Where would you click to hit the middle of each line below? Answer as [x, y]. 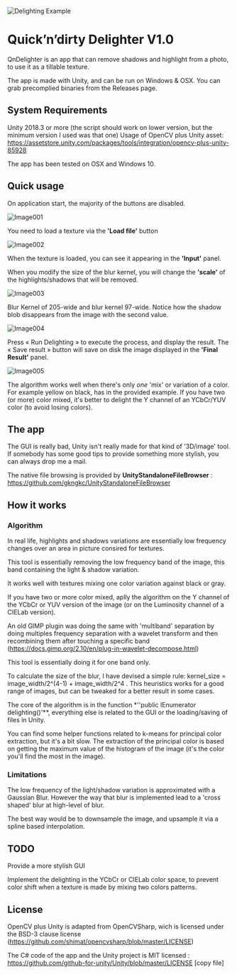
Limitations [27, 775]
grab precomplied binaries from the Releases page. [82, 88]
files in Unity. [27, 720]
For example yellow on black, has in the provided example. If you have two [116, 392]
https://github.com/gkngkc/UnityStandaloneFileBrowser [89, 483]
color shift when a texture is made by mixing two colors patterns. [102, 887]
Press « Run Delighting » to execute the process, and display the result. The [118, 342]
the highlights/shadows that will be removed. [73, 280]
